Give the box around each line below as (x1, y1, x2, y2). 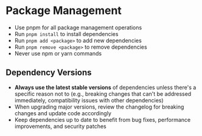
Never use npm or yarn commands (14, 49, 102, 57)
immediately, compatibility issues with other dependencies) (14, 96, 164, 104)
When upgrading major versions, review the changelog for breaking (14, 103, 184, 110)
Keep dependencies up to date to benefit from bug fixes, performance (14, 116, 191, 123)
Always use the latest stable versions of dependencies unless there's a (14, 84, 197, 91)
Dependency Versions (5, 68, 92, 78)
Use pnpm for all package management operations (14, 24, 142, 31)
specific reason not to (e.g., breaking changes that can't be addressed (14, 90, 192, 98)
